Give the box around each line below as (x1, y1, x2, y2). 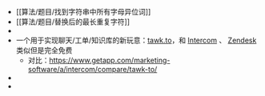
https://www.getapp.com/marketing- (49, 55, 171, 65)
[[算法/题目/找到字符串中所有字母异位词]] (15, 7, 151, 16)
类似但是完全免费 (15, 46, 73, 54)
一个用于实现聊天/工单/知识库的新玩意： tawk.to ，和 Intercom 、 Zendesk (15, 35, 257, 45)
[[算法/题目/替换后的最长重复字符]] (15, 17, 130, 26)
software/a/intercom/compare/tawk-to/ (27, 65, 158, 74)
